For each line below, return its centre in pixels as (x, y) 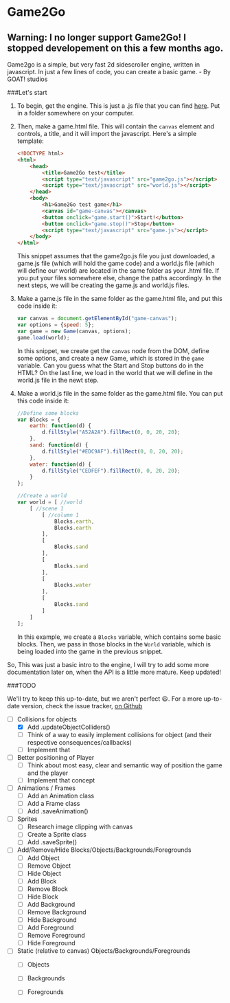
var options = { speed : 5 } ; (56, 325)
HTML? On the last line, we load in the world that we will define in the (115, 372)
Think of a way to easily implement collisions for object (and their (119, 734)
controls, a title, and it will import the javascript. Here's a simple (107, 134)
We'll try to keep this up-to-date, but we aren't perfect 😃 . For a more (105, 699)
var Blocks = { (39, 420)
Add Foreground (50, 927)
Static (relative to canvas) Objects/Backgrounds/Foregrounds (104, 951)
